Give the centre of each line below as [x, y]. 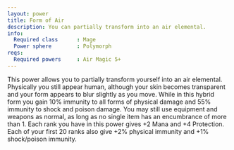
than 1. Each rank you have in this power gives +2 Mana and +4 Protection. [116, 124]
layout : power [28, 14]
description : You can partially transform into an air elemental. [107, 27]
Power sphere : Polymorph [63, 46]
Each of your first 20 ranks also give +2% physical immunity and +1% [108, 131]
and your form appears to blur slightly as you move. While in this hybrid [111, 94]
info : [15, 33]
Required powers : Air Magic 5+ [67, 60]
